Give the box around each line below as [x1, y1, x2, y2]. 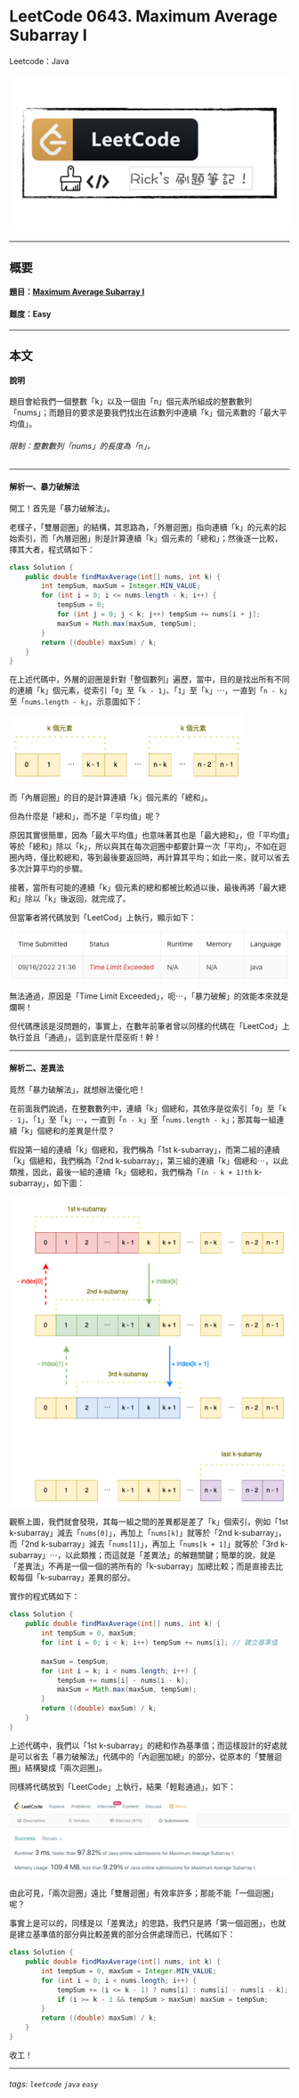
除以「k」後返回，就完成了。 [24, 894, 131, 904]
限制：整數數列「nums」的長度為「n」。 [9, 440, 156, 451]
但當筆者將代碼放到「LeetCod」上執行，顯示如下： [9, 912, 198, 923]
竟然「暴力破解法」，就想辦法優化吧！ [9, 1084, 146, 1095]
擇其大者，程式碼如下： [9, 543, 95, 554]
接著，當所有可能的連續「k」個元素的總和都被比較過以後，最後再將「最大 [9, 882, 279, 893]
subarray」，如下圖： [9, 1178, 85, 1188]
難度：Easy [9, 309, 52, 320]
